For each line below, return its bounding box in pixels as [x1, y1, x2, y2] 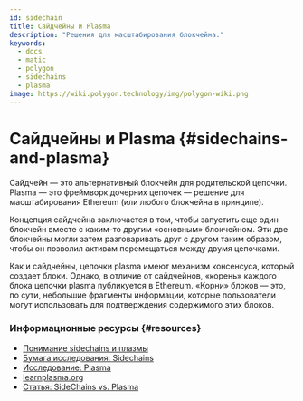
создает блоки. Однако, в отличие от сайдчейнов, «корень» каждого [9, 270, 278, 281]
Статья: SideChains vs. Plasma [22, 381, 139, 392]
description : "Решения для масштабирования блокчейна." [9, 30, 224, 39]
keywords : [9, 38, 47, 48]
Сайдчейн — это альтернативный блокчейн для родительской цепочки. [9, 178, 288, 189]
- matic [17, 55, 47, 64]
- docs [17, 47, 43, 56]
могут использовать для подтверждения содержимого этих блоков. [9, 299, 274, 310]
